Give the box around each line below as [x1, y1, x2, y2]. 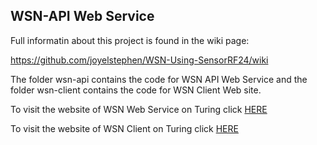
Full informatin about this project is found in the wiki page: [10, 34, 250, 46]
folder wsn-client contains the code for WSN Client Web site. [10, 84, 262, 96]
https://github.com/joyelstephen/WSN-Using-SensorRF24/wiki [10, 54, 269, 66]
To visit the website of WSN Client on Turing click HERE [10, 122, 239, 134]
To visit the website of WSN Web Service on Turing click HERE [10, 103, 268, 115]
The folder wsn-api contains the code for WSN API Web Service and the [10, 73, 308, 85]
